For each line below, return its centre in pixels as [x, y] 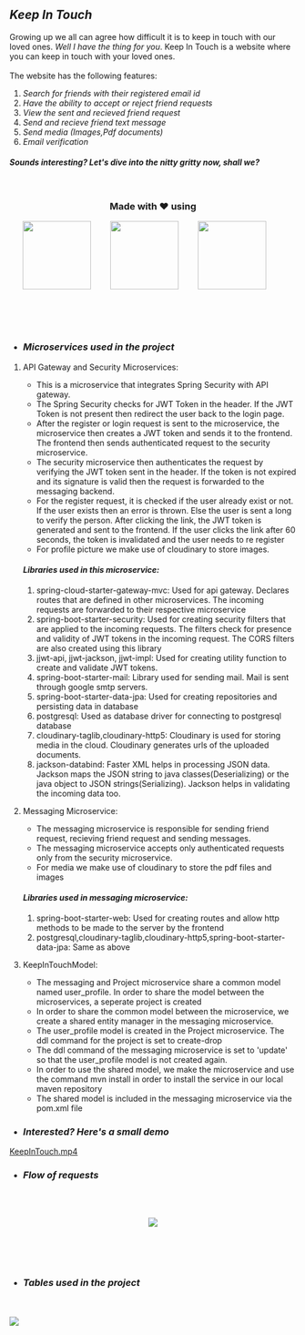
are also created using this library [99, 648]
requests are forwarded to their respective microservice [141, 609]
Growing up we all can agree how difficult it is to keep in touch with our [142, 36]
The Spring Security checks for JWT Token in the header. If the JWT [165, 403]
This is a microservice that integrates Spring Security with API [152, 384]
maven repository [69, 1089]
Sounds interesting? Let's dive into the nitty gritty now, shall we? [135, 162]
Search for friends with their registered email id [111, 93]
